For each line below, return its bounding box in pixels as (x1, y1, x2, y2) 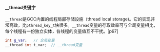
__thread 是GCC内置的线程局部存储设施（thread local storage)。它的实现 (5, 16, 151, 22)
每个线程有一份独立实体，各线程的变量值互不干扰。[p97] (5, 28, 119, 34)
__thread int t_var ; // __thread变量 (5, 43, 82, 48)
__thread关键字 (5, 4, 36, 10)
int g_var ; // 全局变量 (5, 38, 55, 43)
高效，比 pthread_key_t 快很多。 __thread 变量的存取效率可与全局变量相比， (9, 22, 158, 28)
